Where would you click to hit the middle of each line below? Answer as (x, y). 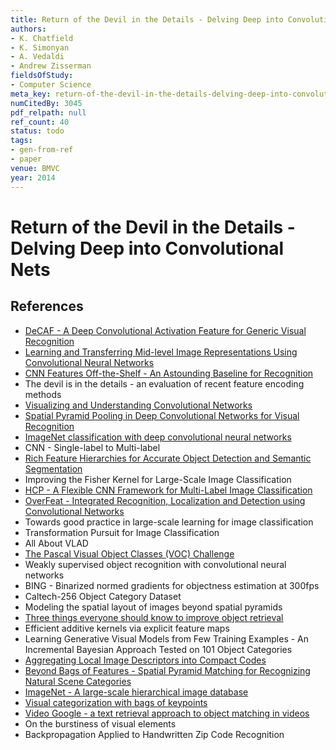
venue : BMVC (35, 168)
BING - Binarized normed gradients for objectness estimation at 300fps (172, 585)
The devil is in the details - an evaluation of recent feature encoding (164, 383)
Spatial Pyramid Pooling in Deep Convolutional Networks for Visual (162, 415)
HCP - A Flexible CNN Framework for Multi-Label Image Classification (168, 490)
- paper (26, 159)
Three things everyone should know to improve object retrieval (154, 617)
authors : (28, 29)
